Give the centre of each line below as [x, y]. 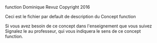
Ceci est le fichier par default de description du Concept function [70, 16]
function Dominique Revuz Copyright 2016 [48, 7]
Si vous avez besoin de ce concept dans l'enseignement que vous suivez [78, 26]
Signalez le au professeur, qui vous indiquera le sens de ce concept [73, 31]
